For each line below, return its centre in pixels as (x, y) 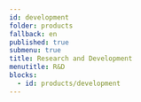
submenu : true (35, 51)
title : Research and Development (71, 59)
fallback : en (33, 34)
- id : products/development (69, 83)
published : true (39, 42)
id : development (39, 17)
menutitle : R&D (37, 67)
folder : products (41, 26)
